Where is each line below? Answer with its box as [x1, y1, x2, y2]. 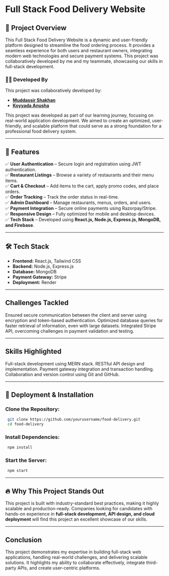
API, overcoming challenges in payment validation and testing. [5, 328, 134, 334]
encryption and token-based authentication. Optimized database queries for [5, 317, 163, 323]
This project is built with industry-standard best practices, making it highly [5, 500, 159, 506]
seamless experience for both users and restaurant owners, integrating [5, 48, 152, 53]
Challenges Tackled [5, 299, 69, 307]
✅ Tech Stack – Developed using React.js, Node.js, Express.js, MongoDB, [5, 217, 161, 223]
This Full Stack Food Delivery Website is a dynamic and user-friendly [5, 37, 148, 43]
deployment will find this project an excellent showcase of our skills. [5, 516, 147, 522]
